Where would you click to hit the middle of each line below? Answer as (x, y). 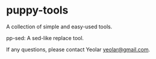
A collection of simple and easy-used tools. (59, 27)
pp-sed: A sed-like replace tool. (45, 38)
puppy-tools (37, 10)
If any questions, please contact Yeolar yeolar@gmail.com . (78, 49)
